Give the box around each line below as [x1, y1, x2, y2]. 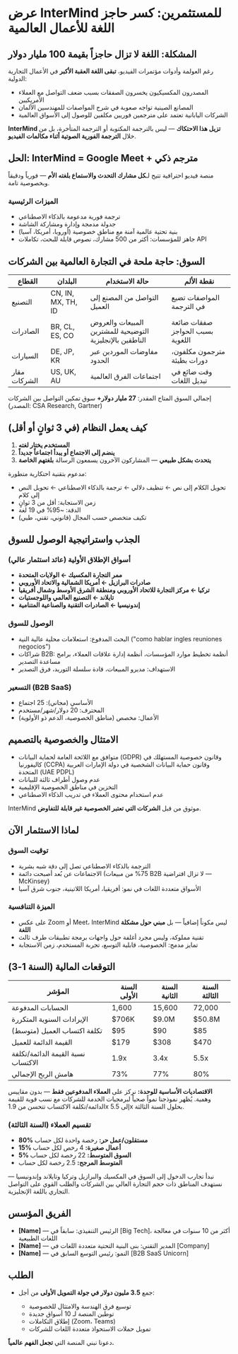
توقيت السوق [8, 846, 49, 856]
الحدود [90, 355, 110, 365]
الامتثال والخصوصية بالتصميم [8, 734, 119, 746]
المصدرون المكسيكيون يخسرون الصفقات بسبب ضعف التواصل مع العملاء [18, 88, 209, 96]
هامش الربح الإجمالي [11, 1069, 73, 1079]
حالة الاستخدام [105, 276, 149, 286]
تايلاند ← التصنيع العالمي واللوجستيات [18, 593, 114, 602]
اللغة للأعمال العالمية [8, 20, 115, 36]
